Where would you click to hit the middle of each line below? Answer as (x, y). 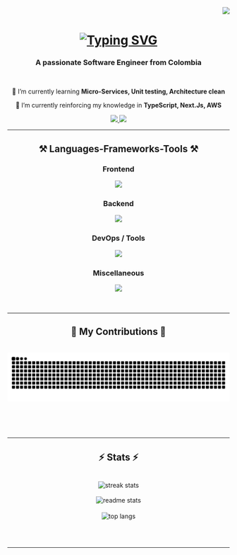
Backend (119, 204)
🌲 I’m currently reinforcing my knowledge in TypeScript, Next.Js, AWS (119, 105)
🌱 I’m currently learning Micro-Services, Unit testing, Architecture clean (119, 91)
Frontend (119, 168)
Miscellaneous (119, 273)
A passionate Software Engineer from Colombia (119, 62)
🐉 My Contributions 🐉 (119, 332)
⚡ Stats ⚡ (119, 458)
